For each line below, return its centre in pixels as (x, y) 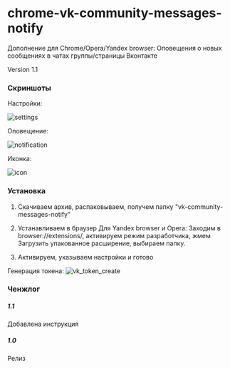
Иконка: (20, 159)
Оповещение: (28, 131)
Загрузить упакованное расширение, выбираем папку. (101, 243)
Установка (27, 191)
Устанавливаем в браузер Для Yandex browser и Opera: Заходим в (119, 228)
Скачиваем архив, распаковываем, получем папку (95, 206)
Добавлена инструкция (43, 324)
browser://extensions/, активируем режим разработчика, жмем (114, 235)
